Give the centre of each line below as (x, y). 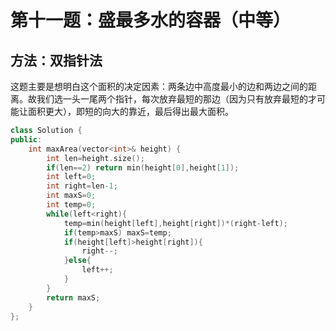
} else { (77, 261)
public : (26, 139)
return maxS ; (73, 297)
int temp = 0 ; (71, 205)
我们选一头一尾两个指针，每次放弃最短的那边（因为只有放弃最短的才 (176, 99)
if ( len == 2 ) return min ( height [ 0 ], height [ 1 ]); (143, 167)
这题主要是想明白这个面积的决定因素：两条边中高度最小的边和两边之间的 (159, 86)
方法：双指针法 (56, 60)
